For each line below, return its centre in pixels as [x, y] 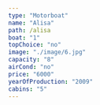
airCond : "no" [31, 67]
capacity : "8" [31, 60]
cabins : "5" [28, 89]
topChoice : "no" [35, 45]
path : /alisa [30, 30]
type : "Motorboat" [38, 15]
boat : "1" [24, 37]
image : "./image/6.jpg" [47, 52]
